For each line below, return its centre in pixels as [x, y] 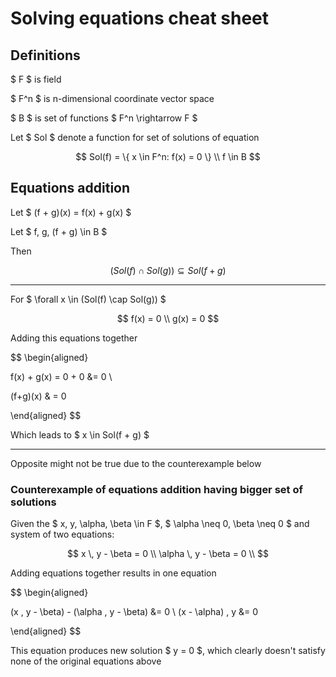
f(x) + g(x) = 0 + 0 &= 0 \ [61, 376]
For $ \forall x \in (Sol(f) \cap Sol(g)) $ [88, 299]
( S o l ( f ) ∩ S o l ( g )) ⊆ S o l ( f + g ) [168, 270]
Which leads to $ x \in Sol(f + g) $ [80, 434]
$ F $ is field [36, 79]
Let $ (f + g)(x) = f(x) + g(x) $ [71, 212]
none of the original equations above [86, 661]
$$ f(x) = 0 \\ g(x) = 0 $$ [168, 318]
